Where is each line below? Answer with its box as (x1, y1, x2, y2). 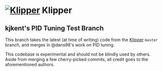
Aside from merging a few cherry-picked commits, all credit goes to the (5, 57, 148, 62)
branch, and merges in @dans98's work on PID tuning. (5, 42, 115, 48)
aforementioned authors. (5, 62, 55, 67)
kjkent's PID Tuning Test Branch (5, 24, 104, 32)
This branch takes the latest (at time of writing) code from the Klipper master (5, 37, 158, 43)
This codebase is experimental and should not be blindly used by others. (5, 51, 151, 57)
